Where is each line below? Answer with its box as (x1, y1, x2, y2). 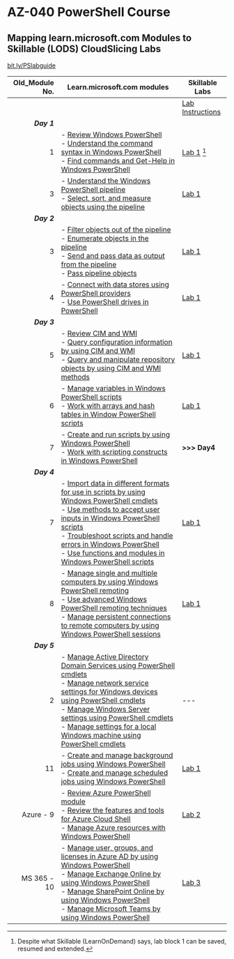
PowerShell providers (61, 289, 131, 298)
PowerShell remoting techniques (61, 603, 167, 612)
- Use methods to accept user (61, 505, 160, 514)
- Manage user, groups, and (61, 843, 153, 852)
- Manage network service (61, 678, 149, 688)
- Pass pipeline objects (61, 269, 137, 278)
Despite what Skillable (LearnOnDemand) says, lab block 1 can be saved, (17, 937, 226, 945)
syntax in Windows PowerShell (61, 147, 162, 157)
